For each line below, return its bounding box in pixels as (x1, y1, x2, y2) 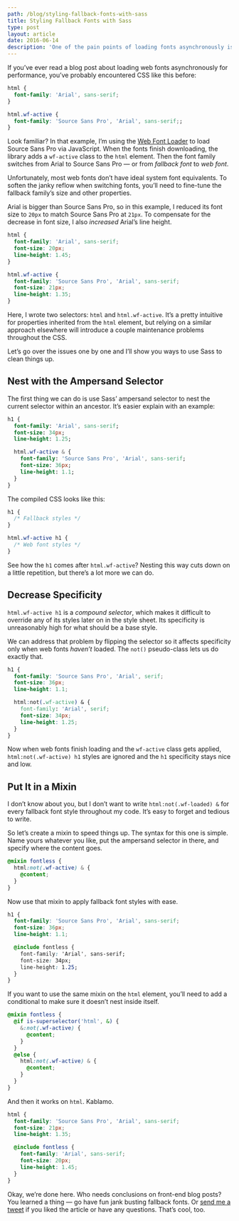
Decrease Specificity (7, 589, 102, 601)
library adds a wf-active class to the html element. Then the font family (7, 152, 216, 161)
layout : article (7, 30, 55, 38)
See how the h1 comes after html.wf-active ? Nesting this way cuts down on (7, 561, 230, 569)
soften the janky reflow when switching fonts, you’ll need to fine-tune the (7, 181, 222, 190)
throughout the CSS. (7, 333, 68, 341)
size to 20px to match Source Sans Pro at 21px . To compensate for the (7, 210, 211, 218)
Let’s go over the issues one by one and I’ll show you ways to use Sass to (7, 347, 223, 356)
